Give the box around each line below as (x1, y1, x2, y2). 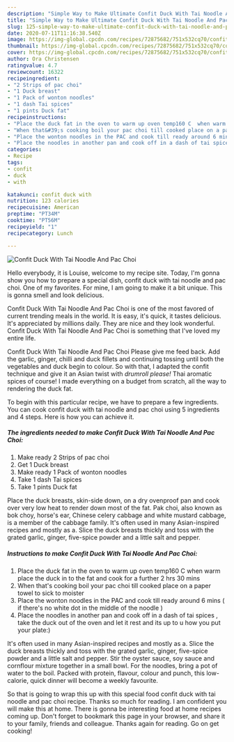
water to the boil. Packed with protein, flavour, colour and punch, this (7, 669, 205, 677)
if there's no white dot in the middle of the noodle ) (17, 603, 164, 613)
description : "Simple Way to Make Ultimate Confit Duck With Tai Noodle (7, 10, 223, 17)
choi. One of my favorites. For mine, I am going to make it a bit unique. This (7, 283, 223, 292)
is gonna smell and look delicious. (7, 290, 104, 299)
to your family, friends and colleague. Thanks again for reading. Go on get (7, 720, 219, 728)
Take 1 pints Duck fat (17, 483, 78, 491)
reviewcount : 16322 (7, 68, 64, 75)
